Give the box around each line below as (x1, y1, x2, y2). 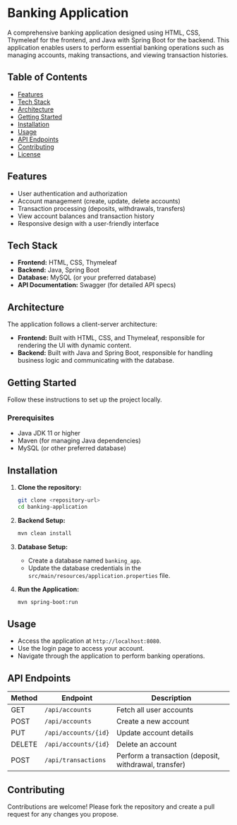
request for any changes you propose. (7, 810, 119, 819)
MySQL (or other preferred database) (17, 444, 127, 452)
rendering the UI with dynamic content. (17, 341, 132, 350)
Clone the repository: (17, 483, 82, 492)
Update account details (116, 728, 194, 738)
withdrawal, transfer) (116, 760, 186, 770)
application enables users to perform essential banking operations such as (7, 43, 224, 52)
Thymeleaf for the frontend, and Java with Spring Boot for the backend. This (7, 35, 230, 44)
